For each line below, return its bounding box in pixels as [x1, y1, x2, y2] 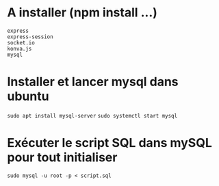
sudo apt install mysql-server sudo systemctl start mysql [7, 112, 178, 119]
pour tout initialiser [7, 150, 118, 165]
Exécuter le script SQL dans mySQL [7, 135, 212, 151]
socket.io [7, 39, 36, 46]
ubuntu [7, 89, 49, 104]
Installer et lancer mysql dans [7, 74, 179, 90]
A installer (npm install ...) [7, 5, 157, 21]
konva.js [7, 45, 32, 52]
